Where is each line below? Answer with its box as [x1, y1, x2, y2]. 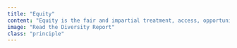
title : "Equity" [7, 10, 55, 18]
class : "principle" [7, 30, 65, 37]
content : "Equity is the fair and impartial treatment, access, [7, 17, 200, 24]
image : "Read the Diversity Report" [7, 23, 115, 30]
